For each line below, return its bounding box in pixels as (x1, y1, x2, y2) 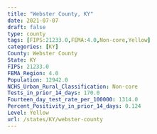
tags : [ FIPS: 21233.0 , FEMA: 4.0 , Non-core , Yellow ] (7, 37, 151, 44)
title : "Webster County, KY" (7, 10, 94, 18)
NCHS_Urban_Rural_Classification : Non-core (7, 83, 139, 90)
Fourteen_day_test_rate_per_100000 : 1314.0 (7, 96, 139, 104)
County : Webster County (7, 50, 78, 57)
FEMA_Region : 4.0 (7, 69, 59, 77)
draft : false (7, 23, 46, 30)
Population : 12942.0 (7, 76, 69, 84)
